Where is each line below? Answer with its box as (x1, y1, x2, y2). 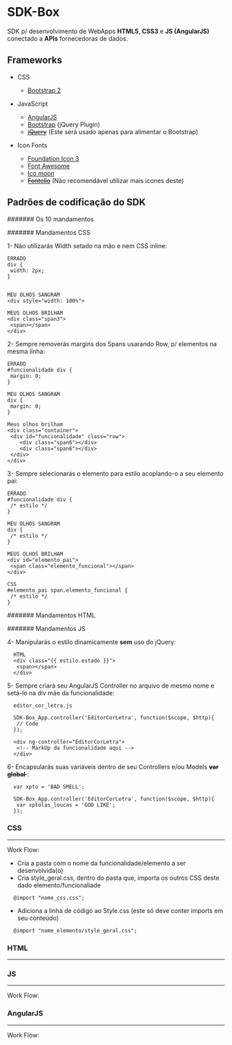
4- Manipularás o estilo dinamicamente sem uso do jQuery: (7, 637, 176, 646)
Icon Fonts (17, 141, 48, 149)
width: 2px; (10, 267, 45, 274)
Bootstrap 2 (27, 86, 61, 94)
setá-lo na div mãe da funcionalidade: (7, 688, 115, 697)
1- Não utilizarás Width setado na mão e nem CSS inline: (7, 241, 167, 250)
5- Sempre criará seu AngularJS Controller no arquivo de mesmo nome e (7, 681, 215, 690)
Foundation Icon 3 (27, 154, 79, 162)
